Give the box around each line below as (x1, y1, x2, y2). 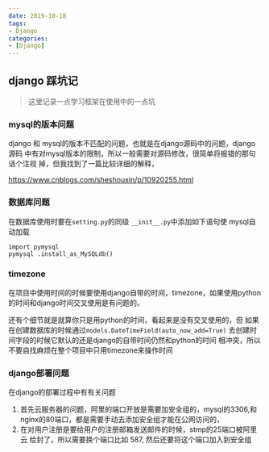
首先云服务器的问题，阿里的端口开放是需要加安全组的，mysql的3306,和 (19, 404, 258, 414)
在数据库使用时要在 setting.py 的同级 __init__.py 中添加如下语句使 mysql (8, 216, 250, 226)
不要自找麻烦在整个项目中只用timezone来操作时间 (8, 345, 173, 355)
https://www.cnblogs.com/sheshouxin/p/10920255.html (8, 175, 194, 185)
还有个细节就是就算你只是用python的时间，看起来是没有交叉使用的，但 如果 (8, 315, 259, 324)
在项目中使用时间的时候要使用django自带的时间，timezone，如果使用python (8, 287, 262, 297)
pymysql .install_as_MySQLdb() (8, 249, 114, 258)
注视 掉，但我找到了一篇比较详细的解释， (22, 159, 159, 169)
